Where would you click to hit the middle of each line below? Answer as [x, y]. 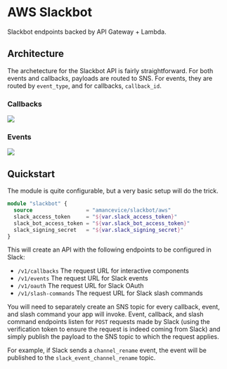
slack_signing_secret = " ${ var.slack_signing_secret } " [99, 230]
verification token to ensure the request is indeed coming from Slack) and [114, 329]
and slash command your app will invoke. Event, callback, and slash [105, 314]
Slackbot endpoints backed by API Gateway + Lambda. [87, 32]
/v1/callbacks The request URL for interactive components [103, 271]
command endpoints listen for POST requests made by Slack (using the [109, 322]
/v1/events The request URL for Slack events [83, 278]
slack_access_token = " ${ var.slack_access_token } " [96, 216]
